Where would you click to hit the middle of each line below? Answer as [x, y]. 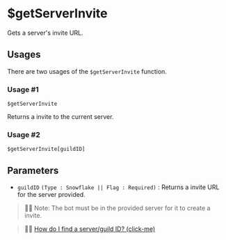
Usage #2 [24, 134]
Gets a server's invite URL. [45, 33]
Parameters [33, 170]
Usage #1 [23, 89]
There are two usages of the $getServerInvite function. [87, 71]
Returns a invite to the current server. [60, 117]
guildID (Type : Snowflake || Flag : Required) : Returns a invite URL [118, 187]
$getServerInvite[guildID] [46, 149]
